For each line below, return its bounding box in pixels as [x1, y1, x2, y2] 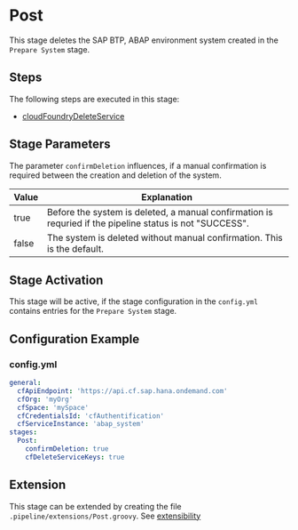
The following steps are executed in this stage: [9, 93, 180, 104]
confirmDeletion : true [25, 445, 109, 454]
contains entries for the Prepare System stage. [9, 306, 177, 317]
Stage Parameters [9, 137, 111, 152]
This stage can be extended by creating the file [9, 501, 182, 511]
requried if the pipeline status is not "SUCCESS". [47, 217, 250, 229]
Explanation [141, 190, 193, 203]
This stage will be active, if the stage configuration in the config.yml [9, 296, 259, 307]
